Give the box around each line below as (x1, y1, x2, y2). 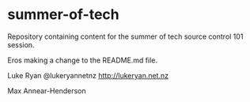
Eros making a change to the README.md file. (7, 55, 158, 65)
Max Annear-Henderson (7, 85, 86, 96)
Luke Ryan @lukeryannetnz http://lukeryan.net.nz (7, 70, 169, 80)
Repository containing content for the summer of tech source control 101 (7, 32, 244, 41)
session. (7, 40, 35, 49)
